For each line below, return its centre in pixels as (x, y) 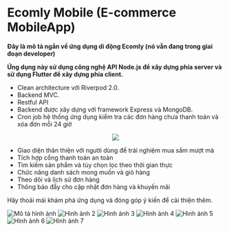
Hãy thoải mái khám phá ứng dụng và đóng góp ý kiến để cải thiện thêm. (110, 200)
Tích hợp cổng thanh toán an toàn (65, 157)
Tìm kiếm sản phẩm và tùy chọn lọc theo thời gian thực (95, 165)
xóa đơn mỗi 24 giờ (44, 124)
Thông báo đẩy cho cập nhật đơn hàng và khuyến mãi (94, 186)
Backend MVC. (38, 95)
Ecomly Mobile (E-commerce (92, 13)
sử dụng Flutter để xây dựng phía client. (65, 74)
